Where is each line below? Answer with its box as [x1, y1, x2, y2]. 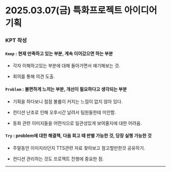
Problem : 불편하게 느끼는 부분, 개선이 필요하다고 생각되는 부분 [5, 86, 127, 92]
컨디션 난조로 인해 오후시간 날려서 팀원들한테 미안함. [12, 109, 116, 115]
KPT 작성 [5, 37, 27, 44]
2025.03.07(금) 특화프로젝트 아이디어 [5, 5, 157, 16]
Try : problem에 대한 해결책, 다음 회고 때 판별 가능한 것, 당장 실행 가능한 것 [5, 133, 152, 139]
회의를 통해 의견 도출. [12, 73, 55, 79]
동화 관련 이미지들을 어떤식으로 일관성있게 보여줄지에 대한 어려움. [12, 120, 142, 126]
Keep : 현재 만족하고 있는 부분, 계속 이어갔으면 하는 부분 [5, 50, 113, 56]
